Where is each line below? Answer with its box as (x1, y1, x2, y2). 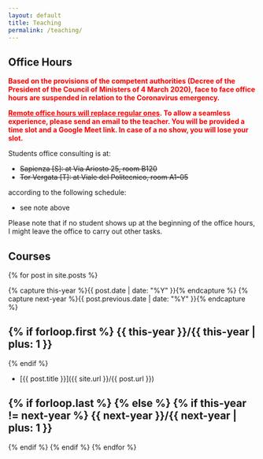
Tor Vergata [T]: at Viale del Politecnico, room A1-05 (19, 173, 189, 182)
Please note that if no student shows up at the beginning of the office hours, (8, 218, 256, 228)
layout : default (8, 11, 61, 20)
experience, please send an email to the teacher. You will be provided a (8, 117, 246, 126)
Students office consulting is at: (8, 149, 112, 159)
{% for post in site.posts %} (8, 271, 98, 280)
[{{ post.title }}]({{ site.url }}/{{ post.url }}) (19, 374, 155, 383)
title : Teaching (8, 19, 61, 27)
